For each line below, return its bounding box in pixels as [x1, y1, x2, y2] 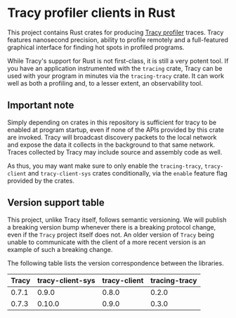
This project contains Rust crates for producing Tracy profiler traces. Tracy [7, 28, 224, 37]
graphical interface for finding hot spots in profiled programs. [7, 43, 185, 51]
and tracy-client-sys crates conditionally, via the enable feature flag [27, 168, 228, 177]
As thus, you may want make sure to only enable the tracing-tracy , [7, 161, 204, 170]
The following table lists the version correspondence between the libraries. [7, 258, 224, 267]
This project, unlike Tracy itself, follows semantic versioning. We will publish [7, 216, 227, 224]
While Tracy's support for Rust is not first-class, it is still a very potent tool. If [7, 56, 229, 65]
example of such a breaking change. [7, 245, 113, 253]
